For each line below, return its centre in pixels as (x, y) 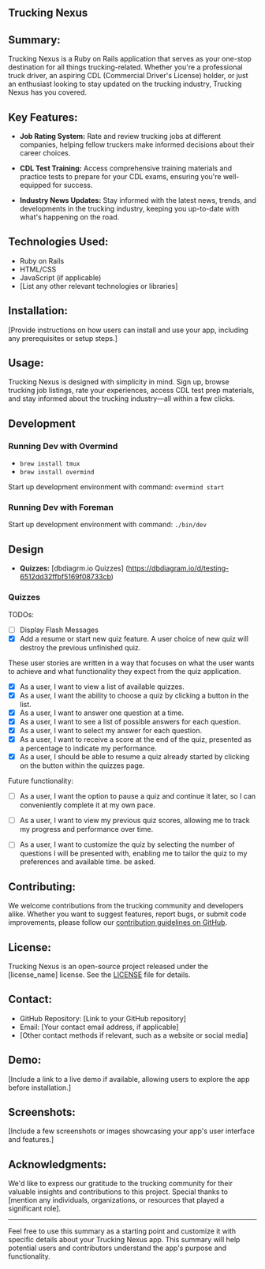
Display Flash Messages (59, 630)
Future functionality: (41, 781)
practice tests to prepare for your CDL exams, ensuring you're (120, 177)
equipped (35, 185)
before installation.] (40, 1087)
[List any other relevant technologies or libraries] (99, 286)
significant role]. (35, 1209)
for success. (73, 185)
